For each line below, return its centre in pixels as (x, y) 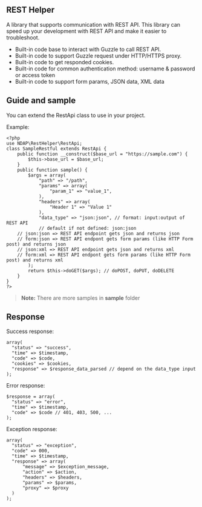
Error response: (26, 386)
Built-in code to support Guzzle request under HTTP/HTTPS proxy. (98, 55)
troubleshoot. (23, 37)
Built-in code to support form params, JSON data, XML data (90, 81)
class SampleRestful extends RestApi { (57, 149)
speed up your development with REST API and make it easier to (86, 31)
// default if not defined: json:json (87, 228)
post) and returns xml (35, 260)
